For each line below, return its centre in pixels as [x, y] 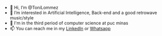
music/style [21, 18]
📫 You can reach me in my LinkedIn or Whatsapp [60, 28]
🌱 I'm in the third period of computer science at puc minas [69, 23]
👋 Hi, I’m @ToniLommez [34, 8]
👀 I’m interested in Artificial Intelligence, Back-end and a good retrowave [83, 13]
